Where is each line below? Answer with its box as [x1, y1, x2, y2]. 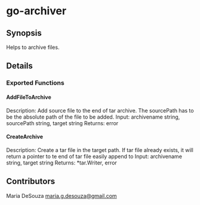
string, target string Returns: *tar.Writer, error [6, 159, 118, 166]
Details [6, 61, 33, 71]
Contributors [6, 176, 56, 187]
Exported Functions [6, 79, 64, 87]
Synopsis [6, 28, 42, 38]
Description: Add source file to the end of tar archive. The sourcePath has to [6, 107, 194, 114]
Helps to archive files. [6, 44, 60, 51]
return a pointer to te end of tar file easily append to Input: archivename [6, 153, 182, 160]
